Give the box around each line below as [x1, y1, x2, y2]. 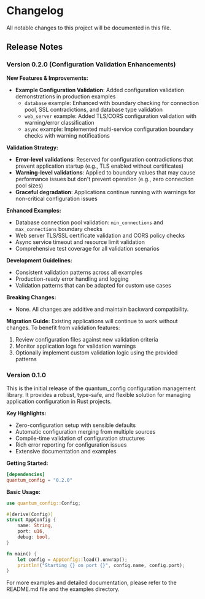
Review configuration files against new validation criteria [15, 335, 158, 343]
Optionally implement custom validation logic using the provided [15, 348, 178, 356]
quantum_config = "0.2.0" [6, 477, 72, 483]
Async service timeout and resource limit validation [15, 238, 145, 246]
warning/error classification [24, 119, 95, 126]
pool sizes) [15, 182, 44, 189]
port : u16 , [17, 528, 45, 534]
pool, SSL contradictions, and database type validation [24, 106, 163, 113]
